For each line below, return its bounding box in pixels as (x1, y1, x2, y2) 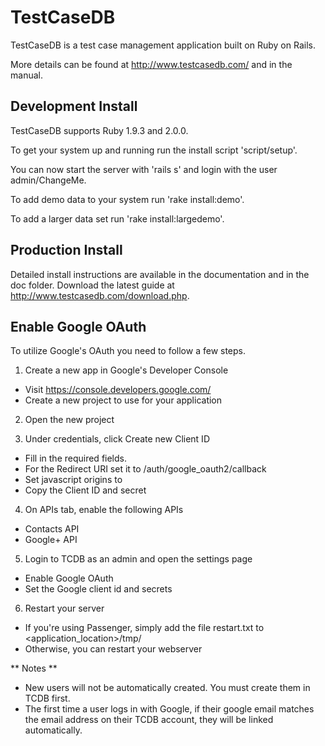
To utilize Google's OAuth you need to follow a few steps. (10, 345, 247, 357)
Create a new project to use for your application (24, 394, 223, 406)
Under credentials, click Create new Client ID (24, 433, 210, 445)
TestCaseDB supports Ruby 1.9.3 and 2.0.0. (10, 124, 189, 136)
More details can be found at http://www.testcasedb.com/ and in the (10, 58, 293, 70)
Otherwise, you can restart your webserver (24, 643, 203, 655)
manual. (10, 69, 43, 81)
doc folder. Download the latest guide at (10, 279, 175, 291)
